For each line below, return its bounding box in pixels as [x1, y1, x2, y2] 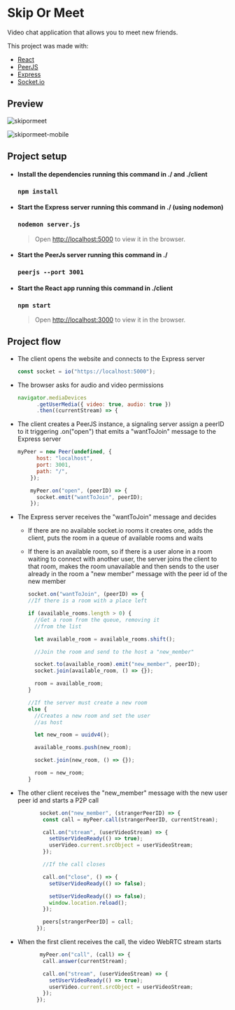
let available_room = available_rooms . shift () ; [34, 636, 176, 643]
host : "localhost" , [36, 455, 93, 462]
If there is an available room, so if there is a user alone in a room [27, 547, 213, 556]
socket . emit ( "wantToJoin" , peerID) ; [36, 493, 143, 500]
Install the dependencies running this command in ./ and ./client [17, 170, 208, 178]
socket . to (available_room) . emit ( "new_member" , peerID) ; [34, 661, 201, 668]
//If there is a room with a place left [27, 597, 148, 604]
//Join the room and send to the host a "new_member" [34, 648, 194, 655]
